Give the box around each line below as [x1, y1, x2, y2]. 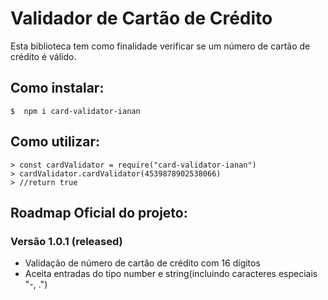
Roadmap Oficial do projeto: [10, 204, 188, 221]
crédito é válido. [10, 50, 77, 62]
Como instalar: [10, 80, 105, 97]
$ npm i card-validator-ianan [10, 106, 141, 116]
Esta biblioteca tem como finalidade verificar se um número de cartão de [10, 40, 311, 52]
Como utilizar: [10, 133, 101, 151]
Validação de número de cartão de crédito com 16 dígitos [24, 257, 261, 269]
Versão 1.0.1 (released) [10, 234, 123, 248]
